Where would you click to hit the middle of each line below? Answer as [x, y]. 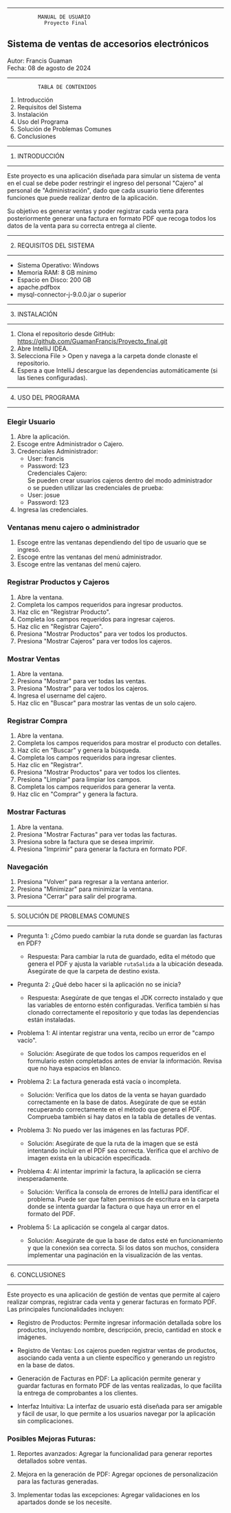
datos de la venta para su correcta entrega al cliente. [82, 225]
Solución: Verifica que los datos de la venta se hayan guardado [117, 1094]
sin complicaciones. [45, 1421]
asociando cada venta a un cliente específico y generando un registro [116, 1358]
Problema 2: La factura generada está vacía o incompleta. [99, 1081]
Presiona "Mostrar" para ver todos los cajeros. [83, 688]
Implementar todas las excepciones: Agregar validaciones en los [109, 1495]
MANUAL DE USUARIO [64, 17]
